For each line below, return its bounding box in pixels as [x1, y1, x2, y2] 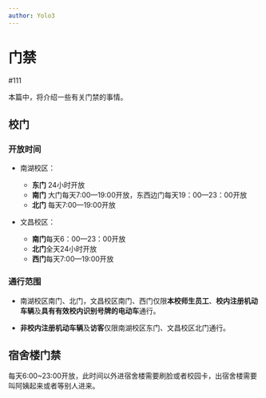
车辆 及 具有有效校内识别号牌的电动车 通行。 [19, 305, 161, 316]
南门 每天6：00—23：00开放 [31, 234, 126, 244]
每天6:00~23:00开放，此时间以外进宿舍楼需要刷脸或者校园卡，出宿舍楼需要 [8, 371, 258, 380]
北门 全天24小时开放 [31, 245, 97, 254]
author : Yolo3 [8, 11, 56, 20]
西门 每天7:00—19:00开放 [31, 254, 114, 264]
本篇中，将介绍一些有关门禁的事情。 [8, 92, 128, 101]
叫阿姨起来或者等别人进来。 [8, 381, 100, 391]
